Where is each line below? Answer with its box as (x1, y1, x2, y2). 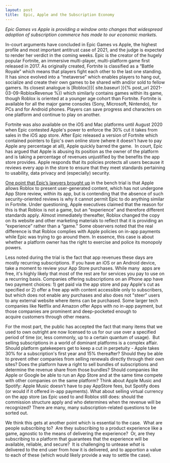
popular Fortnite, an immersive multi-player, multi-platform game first (5, 57, 150, 63)
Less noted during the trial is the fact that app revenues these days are (5, 254, 153, 260)
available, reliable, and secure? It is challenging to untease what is (5, 441, 145, 447)
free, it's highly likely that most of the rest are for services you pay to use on (5, 270, 165, 277)
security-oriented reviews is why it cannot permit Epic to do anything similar (5, 196, 164, 202)
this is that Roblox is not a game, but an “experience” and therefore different (5, 207, 164, 213)
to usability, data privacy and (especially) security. (5, 170, 111, 176)
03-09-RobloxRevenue (5, 90, 53, 96)
